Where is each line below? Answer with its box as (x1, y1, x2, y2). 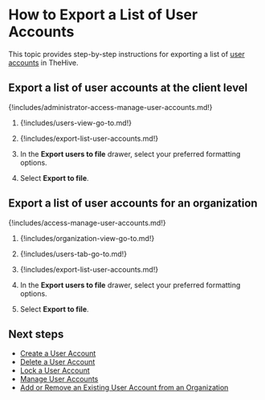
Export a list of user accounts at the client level (8, 81, 248, 95)
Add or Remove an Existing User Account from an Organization (19, 383, 229, 393)
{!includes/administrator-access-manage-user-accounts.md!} (8, 102, 213, 112)
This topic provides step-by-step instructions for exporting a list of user (8, 49, 245, 59)
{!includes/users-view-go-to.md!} (19, 118, 132, 128)
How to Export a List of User (8, 6, 198, 24)
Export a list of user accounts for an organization (8, 197, 259, 210)
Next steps (8, 327, 64, 341)
